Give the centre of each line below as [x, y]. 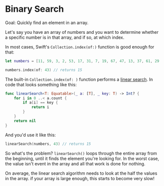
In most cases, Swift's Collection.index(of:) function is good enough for [80, 47]
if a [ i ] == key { [40, 103]
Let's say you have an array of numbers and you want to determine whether [82, 32]
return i [40, 107]
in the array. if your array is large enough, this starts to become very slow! [80, 178]
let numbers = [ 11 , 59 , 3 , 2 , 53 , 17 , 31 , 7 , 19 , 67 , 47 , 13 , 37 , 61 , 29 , [83, 61]
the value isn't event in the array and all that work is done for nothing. [75, 163]
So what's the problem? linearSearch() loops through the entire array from [81, 153]
